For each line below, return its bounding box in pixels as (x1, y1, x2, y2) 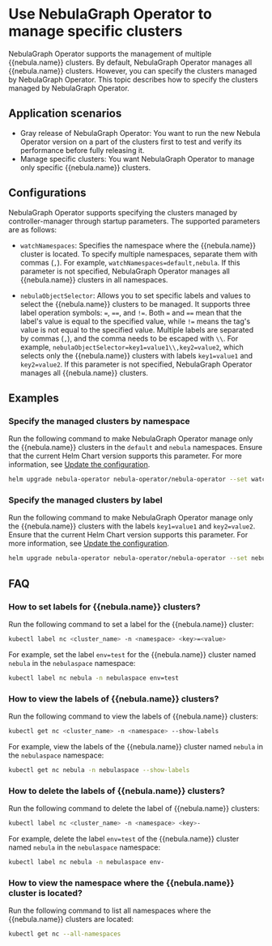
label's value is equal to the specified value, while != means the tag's (19, 316, 251, 326)
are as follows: (8, 224, 57, 235)
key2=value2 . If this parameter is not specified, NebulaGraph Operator (19, 359, 253, 369)
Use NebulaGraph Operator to (8, 5, 212, 23)
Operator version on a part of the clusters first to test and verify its (19, 137, 242, 146)
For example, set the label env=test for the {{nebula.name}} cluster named (8, 649, 257, 660)
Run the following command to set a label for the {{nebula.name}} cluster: (8, 619, 254, 629)
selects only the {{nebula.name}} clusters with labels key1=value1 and (19, 350, 253, 360)
